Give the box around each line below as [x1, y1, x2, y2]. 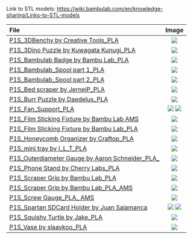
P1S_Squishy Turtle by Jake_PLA [9, 213, 103, 221]
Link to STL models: [6, 5, 55, 12]
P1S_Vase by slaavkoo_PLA [9, 223, 87, 231]
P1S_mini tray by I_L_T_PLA [9, 145, 87, 152]
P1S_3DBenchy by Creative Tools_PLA [9, 36, 119, 44]
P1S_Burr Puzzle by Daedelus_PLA [9, 95, 109, 103]
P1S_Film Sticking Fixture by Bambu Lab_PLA [9, 125, 139, 133]
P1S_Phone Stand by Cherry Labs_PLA [9, 164, 120, 172]
